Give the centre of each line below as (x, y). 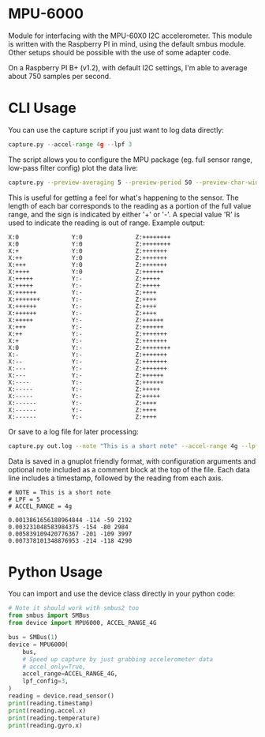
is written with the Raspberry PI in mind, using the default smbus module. (127, 43)
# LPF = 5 (24, 499)
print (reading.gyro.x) (45, 725)
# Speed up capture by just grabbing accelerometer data (118, 659)
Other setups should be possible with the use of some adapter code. (119, 52)
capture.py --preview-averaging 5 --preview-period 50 (100, 182)
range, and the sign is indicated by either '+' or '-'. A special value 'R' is (124, 214)
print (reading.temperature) (54, 718)
